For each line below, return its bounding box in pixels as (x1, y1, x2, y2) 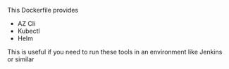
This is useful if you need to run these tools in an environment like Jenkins (7, 48, 223, 56)
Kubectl (17, 27, 40, 35)
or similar (7, 55, 35, 63)
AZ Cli (17, 20, 36, 27)
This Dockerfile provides (7, 6, 79, 14)
